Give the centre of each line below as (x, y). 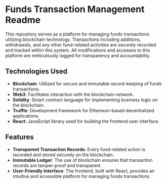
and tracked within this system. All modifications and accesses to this (78, 50)
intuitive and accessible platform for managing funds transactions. (81, 176)
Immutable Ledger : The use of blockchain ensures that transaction (82, 160)
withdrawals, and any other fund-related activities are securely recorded (81, 44)
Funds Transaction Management (75, 9)
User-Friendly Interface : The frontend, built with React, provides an (83, 171)
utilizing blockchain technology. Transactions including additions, (73, 39)
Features (19, 137)
